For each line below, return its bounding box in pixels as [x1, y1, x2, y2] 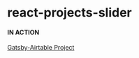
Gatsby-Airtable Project [7, 43, 75, 52]
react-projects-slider [7, 5, 132, 21]
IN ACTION [7, 28, 40, 36]
